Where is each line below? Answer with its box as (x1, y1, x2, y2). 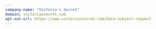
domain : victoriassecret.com (5, 12, 66, 17)
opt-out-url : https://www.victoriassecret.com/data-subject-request (5, 16, 151, 21)
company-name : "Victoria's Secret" (5, 7, 80, 12)
